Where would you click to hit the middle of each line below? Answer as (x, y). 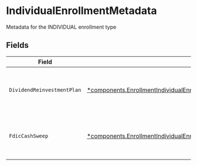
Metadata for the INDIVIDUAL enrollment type (61, 27)
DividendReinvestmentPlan (45, 90)
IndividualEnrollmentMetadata (81, 11)
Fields (18, 45)
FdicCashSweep (29, 136)
